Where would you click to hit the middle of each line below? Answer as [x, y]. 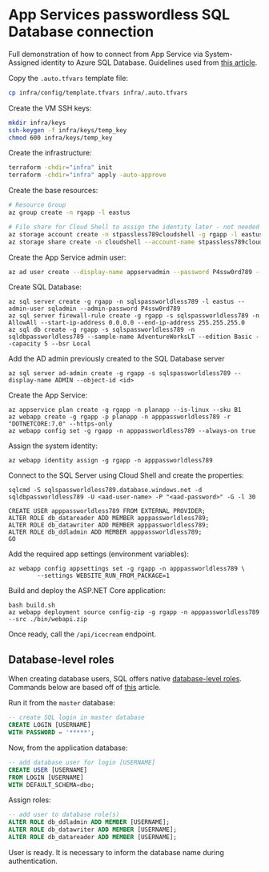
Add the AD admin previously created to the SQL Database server [116, 359]
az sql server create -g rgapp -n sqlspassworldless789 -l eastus [121, 302]
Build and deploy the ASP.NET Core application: [87, 591]
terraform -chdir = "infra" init [60, 168]
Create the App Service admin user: [67, 257]
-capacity [25, 344]
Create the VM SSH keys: [50, 108]
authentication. [33, 861]
